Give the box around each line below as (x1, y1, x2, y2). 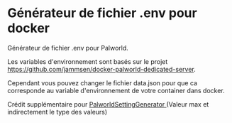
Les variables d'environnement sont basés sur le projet (7, 57, 168, 65)
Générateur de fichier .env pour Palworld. (7, 43, 129, 52)
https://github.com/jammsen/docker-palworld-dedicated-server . (7, 65, 197, 73)
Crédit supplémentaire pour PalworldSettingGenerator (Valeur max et (7, 100, 209, 108)
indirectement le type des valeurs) (7, 107, 108, 116)
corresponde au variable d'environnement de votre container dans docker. (7, 86, 225, 95)
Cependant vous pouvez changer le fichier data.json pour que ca (7, 78, 197, 87)
